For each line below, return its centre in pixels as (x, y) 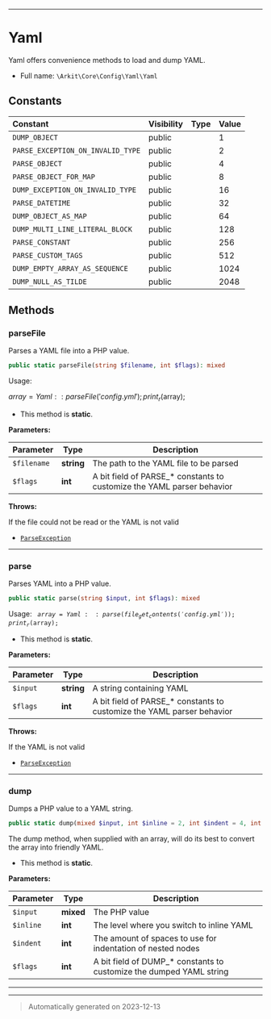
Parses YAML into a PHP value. (60, 584)
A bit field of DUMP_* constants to (158, 962)
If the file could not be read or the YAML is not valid (94, 522)
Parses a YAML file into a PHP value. (69, 351)
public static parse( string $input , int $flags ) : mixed (104, 599)
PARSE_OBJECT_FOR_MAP (54, 177)
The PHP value (121, 913)
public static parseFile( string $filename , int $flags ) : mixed (117, 365)
